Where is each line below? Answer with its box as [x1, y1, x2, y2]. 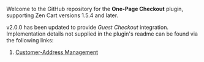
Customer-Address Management [15, 48, 99, 56]
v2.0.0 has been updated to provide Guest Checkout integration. [6, 24, 168, 31]
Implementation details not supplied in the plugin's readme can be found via [6, 30, 198, 37]
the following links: [6, 37, 54, 44]
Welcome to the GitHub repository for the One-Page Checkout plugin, [6, 6, 184, 12]
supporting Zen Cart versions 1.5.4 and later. [6, 12, 118, 19]
